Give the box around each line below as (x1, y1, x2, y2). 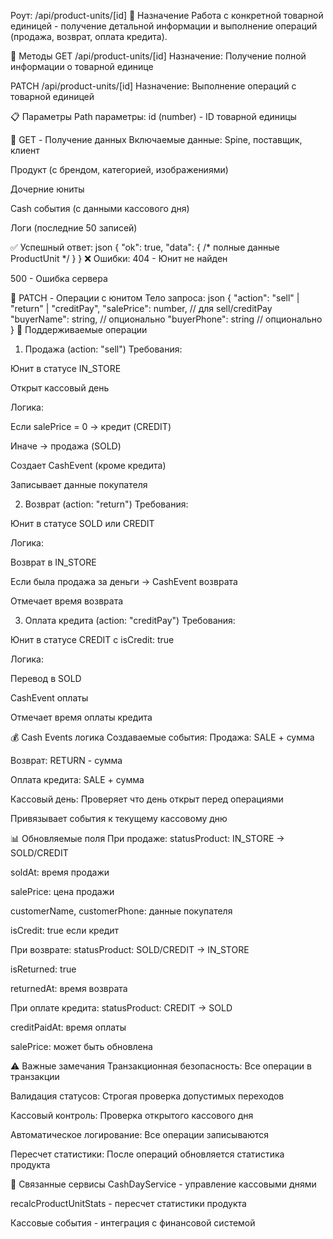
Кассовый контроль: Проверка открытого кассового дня (10, 1110, 254, 1121)
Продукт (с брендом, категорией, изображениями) (10, 164, 229, 175)
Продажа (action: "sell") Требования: (24, 343, 183, 355)
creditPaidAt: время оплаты (10, 1021, 127, 1033)
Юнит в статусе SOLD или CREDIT (10, 518, 155, 529)
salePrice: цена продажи (10, 886, 115, 897)
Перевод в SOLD (10, 673, 82, 684)
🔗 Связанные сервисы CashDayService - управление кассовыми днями (10, 1178, 317, 1190)
